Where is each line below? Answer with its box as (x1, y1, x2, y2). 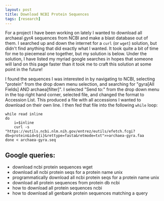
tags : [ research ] (5, 16, 41, 21)
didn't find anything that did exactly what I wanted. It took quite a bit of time (5, 45, 159, 52)
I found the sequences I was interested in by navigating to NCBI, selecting (5, 76, 155, 82)
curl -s (14, 125, 30, 130)
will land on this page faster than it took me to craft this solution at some (5, 61, 152, 67)
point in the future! (5, 67, 43, 72)
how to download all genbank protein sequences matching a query (12, 190, 148, 196)
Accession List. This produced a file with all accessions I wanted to (5, 97, 141, 103)
